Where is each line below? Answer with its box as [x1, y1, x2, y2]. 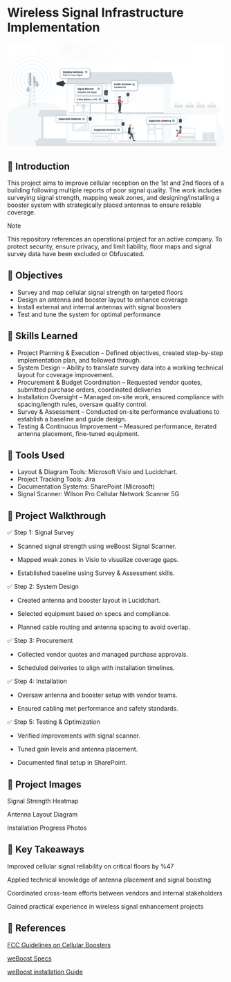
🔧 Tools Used [7, 450, 65, 462]
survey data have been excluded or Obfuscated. [7, 250, 145, 258]
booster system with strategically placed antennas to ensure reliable [7, 201, 202, 209]
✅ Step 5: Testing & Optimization [7, 718, 100, 726]
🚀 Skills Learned [7, 330, 78, 342]
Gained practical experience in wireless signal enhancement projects [7, 902, 204, 911]
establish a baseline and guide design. [17, 415, 127, 423]
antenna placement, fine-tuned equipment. [17, 429, 140, 437]
